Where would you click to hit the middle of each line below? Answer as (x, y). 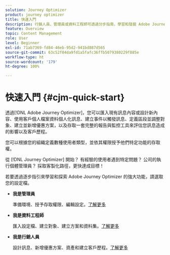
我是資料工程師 (28, 215)
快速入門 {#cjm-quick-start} (65, 98)
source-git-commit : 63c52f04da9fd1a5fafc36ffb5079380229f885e (72, 52)
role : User (17, 39)
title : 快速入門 (21, 19)
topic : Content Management (34, 33)
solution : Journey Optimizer (36, 10)
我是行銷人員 (26, 237)
